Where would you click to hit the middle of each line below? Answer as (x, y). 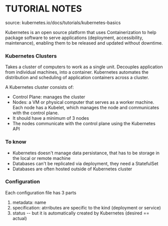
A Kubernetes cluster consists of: (40, 87)
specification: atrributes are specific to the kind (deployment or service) (87, 207)
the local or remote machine (42, 158)
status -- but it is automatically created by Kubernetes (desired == (81, 213)
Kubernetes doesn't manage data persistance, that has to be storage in (86, 153)
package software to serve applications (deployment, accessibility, (74, 38)
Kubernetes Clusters (31, 56)
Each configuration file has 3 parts (41, 192)
